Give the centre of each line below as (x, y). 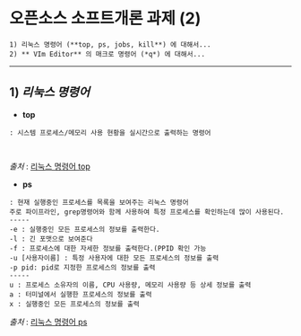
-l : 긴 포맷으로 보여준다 (51, 239)
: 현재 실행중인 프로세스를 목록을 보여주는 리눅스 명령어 (99, 202)
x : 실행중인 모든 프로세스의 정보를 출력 (75, 304)
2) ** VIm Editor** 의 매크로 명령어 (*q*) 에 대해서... (107, 54)
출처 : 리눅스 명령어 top (50, 166)
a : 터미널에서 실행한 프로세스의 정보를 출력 (81, 294)
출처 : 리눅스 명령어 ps (48, 322)
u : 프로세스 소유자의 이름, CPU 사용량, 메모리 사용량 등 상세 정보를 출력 (130, 285)
